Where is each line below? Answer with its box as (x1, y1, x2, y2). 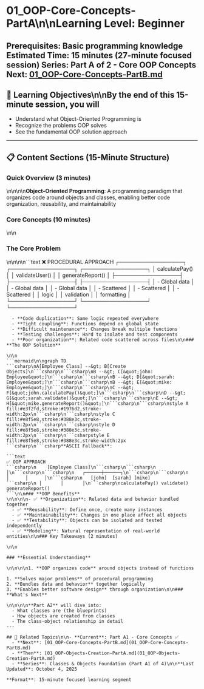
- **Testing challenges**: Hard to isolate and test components (12, 331, 178, 338)
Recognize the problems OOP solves (15, 122, 107, 129)
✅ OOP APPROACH (6, 459, 46, 465)
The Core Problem (6, 244, 61, 253)
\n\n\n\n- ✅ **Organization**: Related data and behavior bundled (6, 496, 179, 502)
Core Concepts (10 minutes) (6, 216, 91, 223)
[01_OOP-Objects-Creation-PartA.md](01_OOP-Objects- (44, 650, 181, 656)
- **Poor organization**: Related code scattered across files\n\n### (12, 336, 194, 343)
